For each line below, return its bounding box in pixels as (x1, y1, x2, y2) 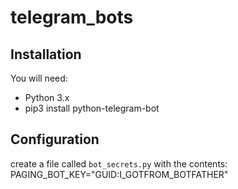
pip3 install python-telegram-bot (24, 102, 160, 114)
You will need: (10, 72, 68, 84)
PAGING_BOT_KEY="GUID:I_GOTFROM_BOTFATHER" (10, 168, 229, 180)
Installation (10, 46, 82, 63)
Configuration (10, 131, 100, 148)
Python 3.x (24, 92, 70, 103)
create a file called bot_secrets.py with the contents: (10, 157, 228, 170)
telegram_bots (10, 6, 134, 29)
